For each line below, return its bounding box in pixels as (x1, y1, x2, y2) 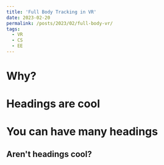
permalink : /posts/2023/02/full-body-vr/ (6, 20, 113, 26)
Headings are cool (6, 97, 101, 111)
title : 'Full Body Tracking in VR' (6, 9, 97, 15)
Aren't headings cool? (6, 149, 93, 159)
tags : (6, 26, 20, 32)
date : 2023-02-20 (6, 15, 51, 21)
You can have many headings (6, 125, 159, 139)
